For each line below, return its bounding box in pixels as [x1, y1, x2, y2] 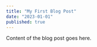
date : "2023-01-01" [6, 14, 53, 19]
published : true [6, 19, 45, 25]
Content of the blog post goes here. [6, 35, 92, 42]
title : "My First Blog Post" [6, 8, 77, 14]
